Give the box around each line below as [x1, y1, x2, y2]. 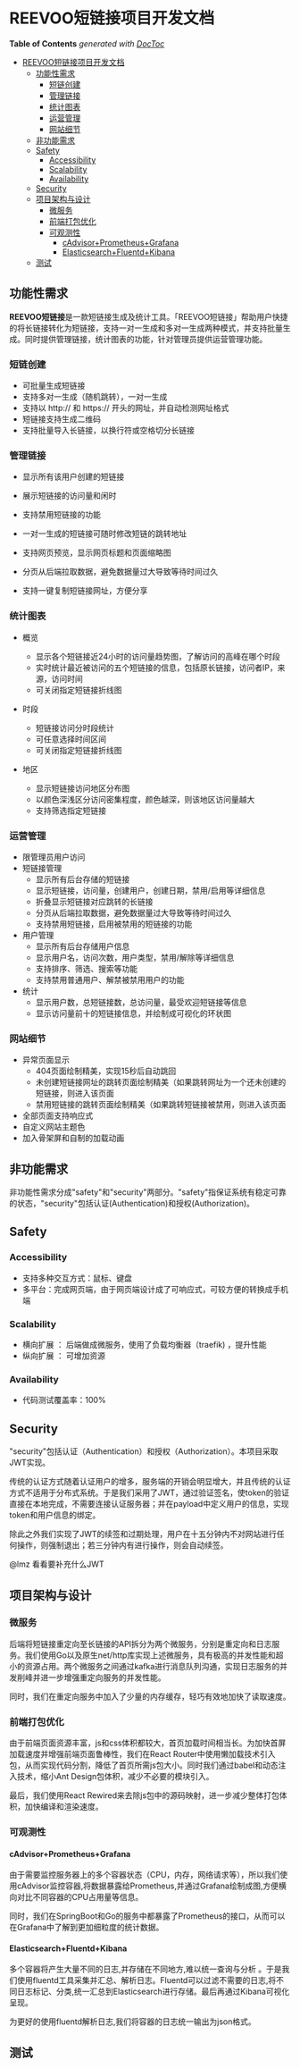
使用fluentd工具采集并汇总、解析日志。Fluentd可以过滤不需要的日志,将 [16, 1975, 277, 1986]
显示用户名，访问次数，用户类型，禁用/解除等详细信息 [35, 952, 235, 963]
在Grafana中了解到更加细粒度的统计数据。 [9, 1922, 164, 1933]
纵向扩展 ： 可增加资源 [21, 1350, 105, 1361]
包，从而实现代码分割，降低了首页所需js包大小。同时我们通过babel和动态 [9, 1760, 279, 1770]
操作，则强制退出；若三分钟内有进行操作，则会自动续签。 [16, 1540, 229, 1551]
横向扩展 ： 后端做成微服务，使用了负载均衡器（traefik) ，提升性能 [21, 1340, 267, 1350]
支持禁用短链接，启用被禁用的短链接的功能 [35, 918, 193, 929]
